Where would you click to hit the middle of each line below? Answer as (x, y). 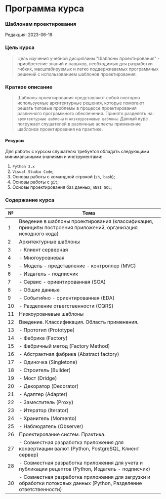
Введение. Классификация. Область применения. (79, 322)
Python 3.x (23, 167)
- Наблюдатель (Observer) (51, 426)
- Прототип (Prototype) (47, 330)
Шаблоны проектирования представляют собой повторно (79, 98)
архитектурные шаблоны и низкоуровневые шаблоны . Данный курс (83, 119)
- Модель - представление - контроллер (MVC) (78, 266)
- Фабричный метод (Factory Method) (64, 346)
